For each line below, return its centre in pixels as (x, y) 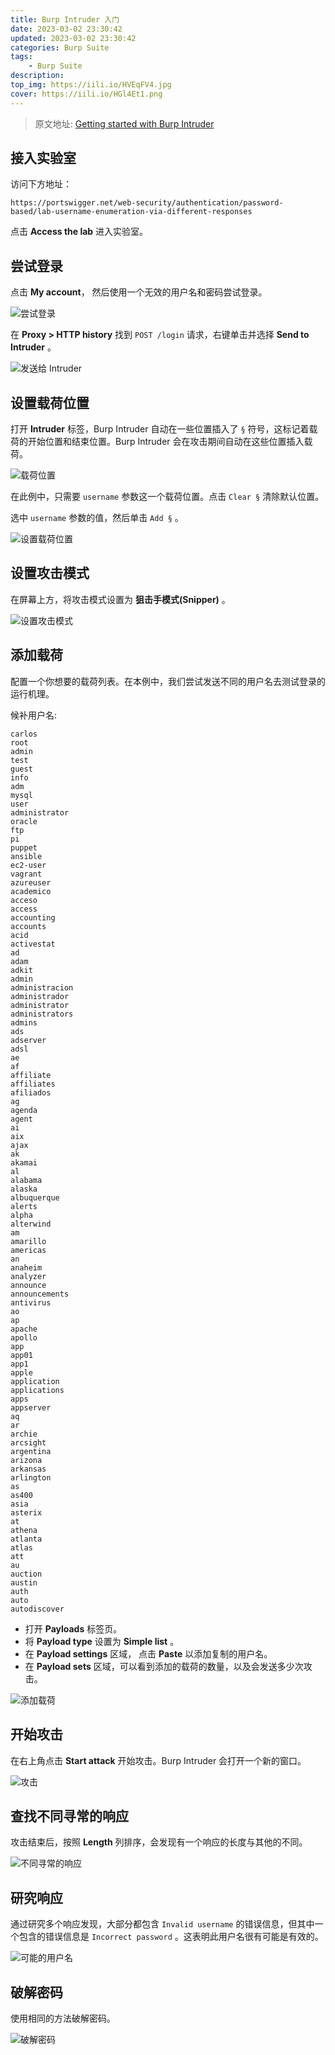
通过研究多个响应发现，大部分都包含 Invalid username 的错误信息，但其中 (162, 1924)
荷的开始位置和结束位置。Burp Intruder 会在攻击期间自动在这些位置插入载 (161, 442)
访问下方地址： (41, 184)
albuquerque (35, 1197)
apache (24, 1329)
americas (28, 1250)
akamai (24, 1162)
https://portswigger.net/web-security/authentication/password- (147, 203)
